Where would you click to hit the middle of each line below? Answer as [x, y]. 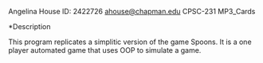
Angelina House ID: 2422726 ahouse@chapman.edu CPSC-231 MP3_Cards [132, 11]
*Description [29, 26]
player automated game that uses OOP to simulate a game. [105, 50]
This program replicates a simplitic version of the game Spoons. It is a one [130, 42]
